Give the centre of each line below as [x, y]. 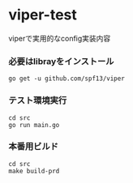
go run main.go [34, 125]
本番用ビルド [34, 147]
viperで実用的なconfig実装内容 [60, 38]
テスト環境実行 [38, 100]
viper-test [43, 15]
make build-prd [34, 171]
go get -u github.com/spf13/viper [67, 79]
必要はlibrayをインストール [61, 61]
